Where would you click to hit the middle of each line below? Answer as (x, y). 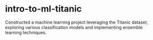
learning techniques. (26, 32)
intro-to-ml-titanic (44, 9)
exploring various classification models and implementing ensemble (74, 27)
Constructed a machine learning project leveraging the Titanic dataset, (77, 22)
